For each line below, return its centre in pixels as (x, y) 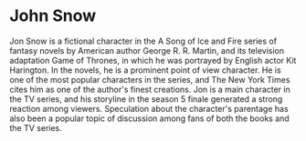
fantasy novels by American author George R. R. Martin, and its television (147, 50)
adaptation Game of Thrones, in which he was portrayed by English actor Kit (153, 60)
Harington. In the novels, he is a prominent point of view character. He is (145, 70)
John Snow (53, 16)
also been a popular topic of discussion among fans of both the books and (149, 118)
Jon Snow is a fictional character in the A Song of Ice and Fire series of (143, 41)
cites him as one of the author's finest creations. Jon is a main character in (150, 89)
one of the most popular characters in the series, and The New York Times (150, 79)
